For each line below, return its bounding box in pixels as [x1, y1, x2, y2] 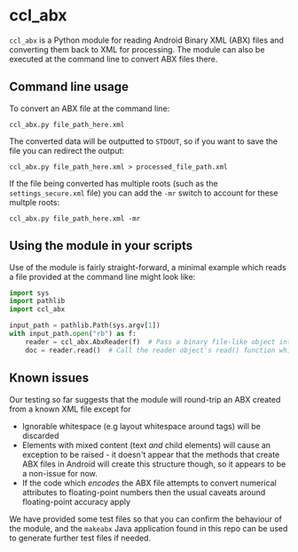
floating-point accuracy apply [21, 496, 131, 507]
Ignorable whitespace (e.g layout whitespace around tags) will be [21, 420, 262, 431]
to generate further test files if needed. [9, 532, 152, 543]
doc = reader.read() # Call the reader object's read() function [25, 346, 276, 355]
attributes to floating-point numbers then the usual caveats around [21, 486, 266, 498]
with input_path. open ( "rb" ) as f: [9, 330, 137, 339]
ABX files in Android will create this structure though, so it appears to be [21, 459, 286, 469]
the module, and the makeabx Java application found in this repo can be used [9, 523, 288, 533]
